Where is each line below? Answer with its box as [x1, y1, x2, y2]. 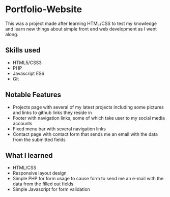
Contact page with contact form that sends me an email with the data [12, 131, 158, 137]
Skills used [5, 46, 41, 54]
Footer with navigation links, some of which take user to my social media [12, 115, 165, 121]
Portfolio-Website [5, 4, 82, 15]
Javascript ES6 [12, 70, 45, 76]
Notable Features [5, 91, 61, 99]
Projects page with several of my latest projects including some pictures [12, 104, 164, 110]
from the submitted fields [12, 136, 66, 143]
